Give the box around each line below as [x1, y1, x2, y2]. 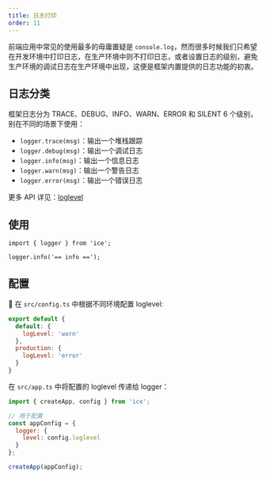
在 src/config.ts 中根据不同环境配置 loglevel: [8, 298, 164, 309]
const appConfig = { [8, 419, 77, 428]
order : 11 [8, 19, 41, 27]
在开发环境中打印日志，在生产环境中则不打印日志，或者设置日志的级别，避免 [8, 51, 258, 61]
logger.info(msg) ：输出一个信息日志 [19, 156, 140, 165]
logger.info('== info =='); [8, 253, 101, 261]
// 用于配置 [8, 412, 44, 420]
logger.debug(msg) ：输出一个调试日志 [19, 146, 143, 155]
